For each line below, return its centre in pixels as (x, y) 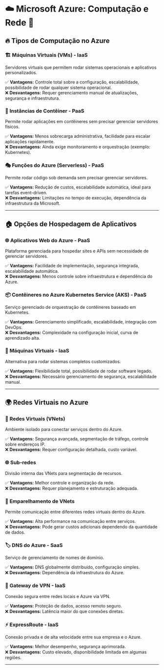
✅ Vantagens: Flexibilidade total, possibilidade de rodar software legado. (79, 371)
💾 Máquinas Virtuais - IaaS (37, 351)
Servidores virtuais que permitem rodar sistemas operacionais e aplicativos (81, 67)
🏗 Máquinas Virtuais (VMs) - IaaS (46, 55)
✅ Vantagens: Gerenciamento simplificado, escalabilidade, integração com (81, 322)
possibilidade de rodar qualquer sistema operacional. (59, 87)
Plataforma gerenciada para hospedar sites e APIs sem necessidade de (77, 251)
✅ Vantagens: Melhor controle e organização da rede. (60, 483)
